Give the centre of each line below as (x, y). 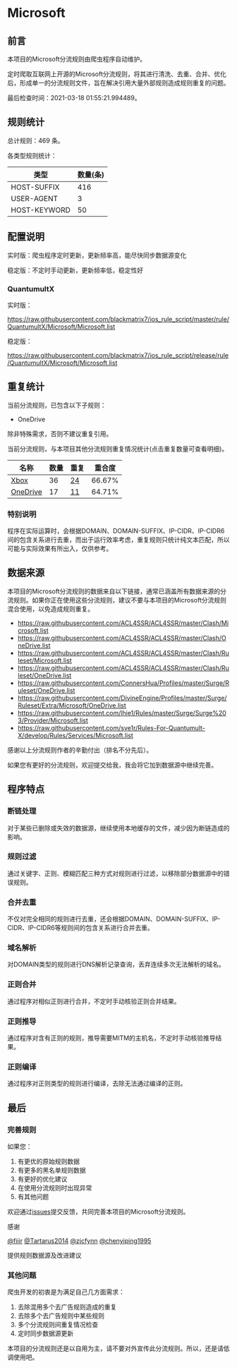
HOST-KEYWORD (41, 210)
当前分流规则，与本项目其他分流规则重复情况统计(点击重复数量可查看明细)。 (118, 449)
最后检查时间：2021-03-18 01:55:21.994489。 (74, 98)
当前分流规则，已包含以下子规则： (57, 405)
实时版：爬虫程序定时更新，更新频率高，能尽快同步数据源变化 (97, 255)
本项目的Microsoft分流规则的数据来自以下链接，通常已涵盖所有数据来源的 (114, 591)
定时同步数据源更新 (45, 1333)
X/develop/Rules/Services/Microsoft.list (75, 735)
